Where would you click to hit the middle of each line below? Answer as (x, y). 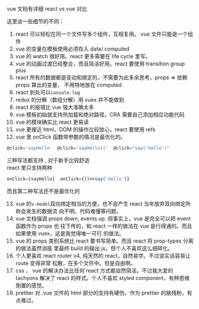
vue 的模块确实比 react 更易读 (52, 122)
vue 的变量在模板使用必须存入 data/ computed (72, 49)
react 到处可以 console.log (48, 92)
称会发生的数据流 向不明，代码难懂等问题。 (68, 211)
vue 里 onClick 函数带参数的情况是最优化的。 (71, 137)
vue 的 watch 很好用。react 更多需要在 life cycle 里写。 (83, 56)
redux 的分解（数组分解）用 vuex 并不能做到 (70, 100)
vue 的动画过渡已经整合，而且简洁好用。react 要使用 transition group (100, 64)
